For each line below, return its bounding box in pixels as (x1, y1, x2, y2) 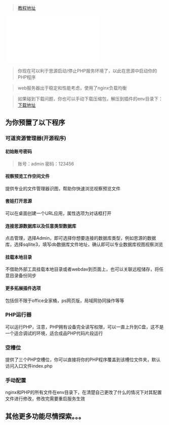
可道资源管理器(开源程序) (5, 135, 67, 142)
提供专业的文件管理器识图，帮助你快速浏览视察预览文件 (5, 185, 120, 191)
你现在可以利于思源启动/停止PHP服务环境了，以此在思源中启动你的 (17, 68, 157, 74)
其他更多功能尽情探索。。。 (5, 412, 85, 420)
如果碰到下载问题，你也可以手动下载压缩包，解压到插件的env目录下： (17, 96, 163, 102)
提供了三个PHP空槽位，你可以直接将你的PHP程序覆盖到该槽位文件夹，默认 (5, 356, 161, 363)
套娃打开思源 (5, 198, 32, 204)
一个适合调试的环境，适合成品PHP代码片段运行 (5, 330, 103, 336)
